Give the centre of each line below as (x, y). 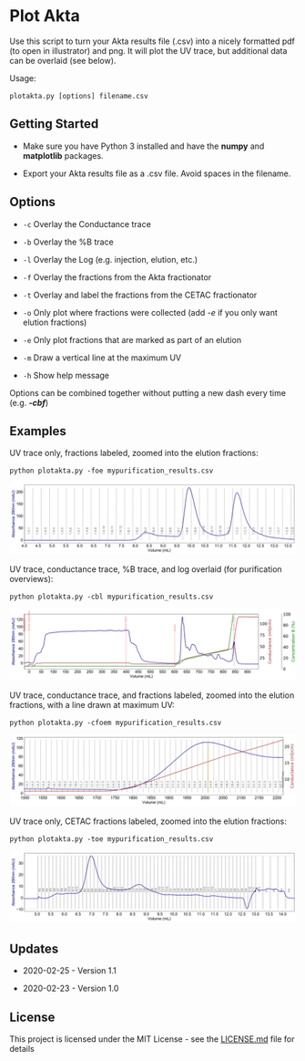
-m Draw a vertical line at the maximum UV (102, 358)
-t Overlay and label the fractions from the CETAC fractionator (140, 295)
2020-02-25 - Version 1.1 (69, 971)
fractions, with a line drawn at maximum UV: (92, 705)
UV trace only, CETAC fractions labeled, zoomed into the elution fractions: (148, 821)
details (22, 1049)
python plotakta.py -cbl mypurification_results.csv (112, 597)
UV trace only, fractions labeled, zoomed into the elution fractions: (134, 453)
